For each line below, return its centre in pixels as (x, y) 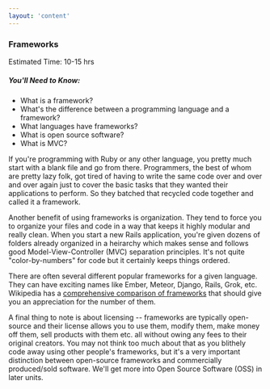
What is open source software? (72, 135)
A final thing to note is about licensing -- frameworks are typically (118, 317)
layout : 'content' (39, 16)
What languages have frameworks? (79, 126)
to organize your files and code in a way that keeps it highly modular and (129, 226)
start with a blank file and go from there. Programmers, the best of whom (130, 167)
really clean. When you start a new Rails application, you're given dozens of (135, 234)
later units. (26, 377)
